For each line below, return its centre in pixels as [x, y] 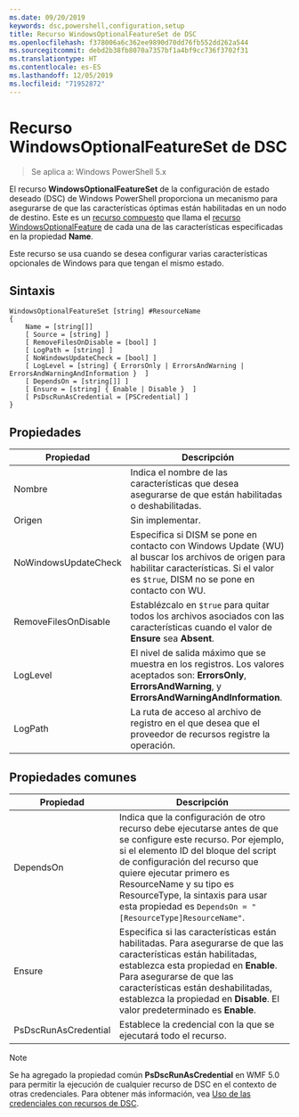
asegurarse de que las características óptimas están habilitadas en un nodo [148, 208]
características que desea [185, 484]
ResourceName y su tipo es [176, 884]
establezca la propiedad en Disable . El [199, 999]
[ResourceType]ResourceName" [181, 918]
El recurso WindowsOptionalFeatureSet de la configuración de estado [139, 189]
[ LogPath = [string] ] [69, 350]
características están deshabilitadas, [196, 988]
